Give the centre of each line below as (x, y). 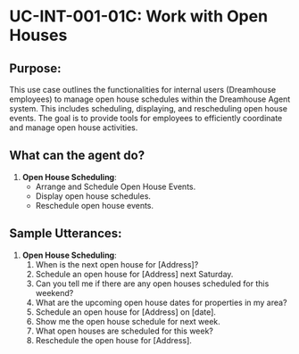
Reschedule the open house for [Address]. (113, 340)
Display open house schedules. (93, 196)
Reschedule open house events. (95, 205)
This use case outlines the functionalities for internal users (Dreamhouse (143, 90)
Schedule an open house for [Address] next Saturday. (134, 274)
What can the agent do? (77, 156)
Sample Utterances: (66, 234)
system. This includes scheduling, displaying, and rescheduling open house (149, 108)
